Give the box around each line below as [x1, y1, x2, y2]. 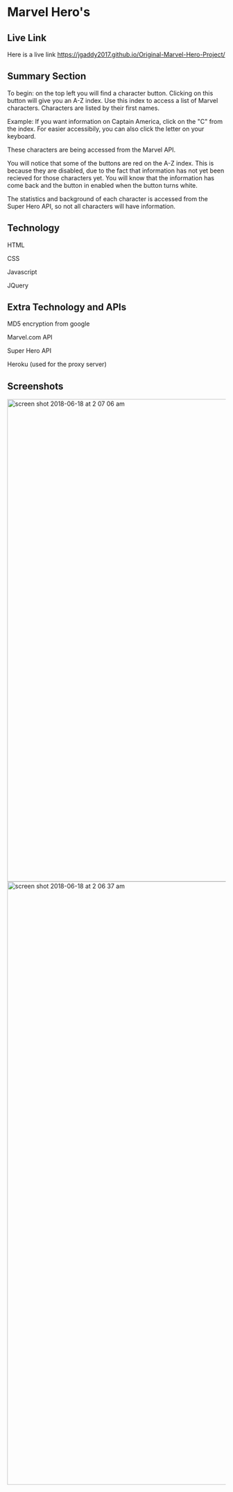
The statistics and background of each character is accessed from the [7, 194, 208, 203]
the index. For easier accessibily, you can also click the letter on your [7, 125, 205, 133]
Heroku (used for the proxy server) [7, 360, 107, 369]
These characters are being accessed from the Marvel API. [7, 145, 176, 154]
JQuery [7, 281, 29, 289]
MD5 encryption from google [7, 319, 90, 328]
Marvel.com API [7, 333, 53, 342]
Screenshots [7, 380, 64, 392]
